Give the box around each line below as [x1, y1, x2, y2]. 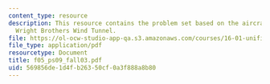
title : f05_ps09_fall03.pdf [8, 57, 103, 65]
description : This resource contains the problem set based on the [8, 19, 239, 27]
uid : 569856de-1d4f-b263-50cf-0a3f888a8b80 [8, 64, 157, 72]
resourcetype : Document [8, 49, 88, 57]
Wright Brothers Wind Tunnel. [15, 26, 117, 34]
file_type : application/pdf [8, 42, 103, 50]
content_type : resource [8, 11, 88, 20]
